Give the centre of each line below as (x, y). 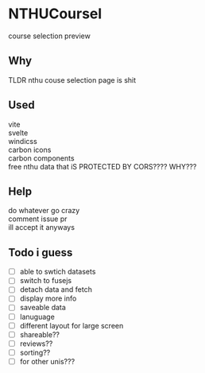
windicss (23, 141)
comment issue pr (38, 219)
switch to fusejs (46, 281)
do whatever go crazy (44, 211)
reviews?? (36, 344)
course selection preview (50, 36)
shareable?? (39, 334)
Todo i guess (41, 253)
